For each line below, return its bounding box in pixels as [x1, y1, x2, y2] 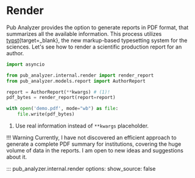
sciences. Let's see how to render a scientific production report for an [6, 43, 182, 50]
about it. [6, 153, 27, 161]
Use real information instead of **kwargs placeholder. [15, 122, 149, 129]
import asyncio [6, 61, 45, 67]
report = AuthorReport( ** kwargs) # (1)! [6, 89, 111, 95]
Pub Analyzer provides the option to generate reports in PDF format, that [6, 24, 189, 31]
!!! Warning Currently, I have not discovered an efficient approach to [6, 134, 177, 142]
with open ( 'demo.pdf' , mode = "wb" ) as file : [6, 106, 119, 112]
